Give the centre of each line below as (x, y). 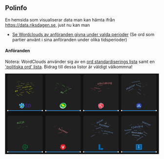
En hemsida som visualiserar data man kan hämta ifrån (60, 20)
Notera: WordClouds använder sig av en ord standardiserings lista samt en (80, 62)
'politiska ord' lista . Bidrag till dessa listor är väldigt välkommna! (69, 67)
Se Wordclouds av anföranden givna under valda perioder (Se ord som (83, 34)
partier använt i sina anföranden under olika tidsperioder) (70, 40)
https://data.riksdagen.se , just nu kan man (48, 25)
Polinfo (16, 8)
